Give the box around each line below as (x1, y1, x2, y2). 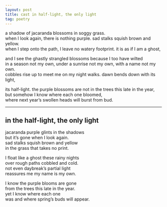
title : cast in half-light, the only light (5, 12, 97, 17)
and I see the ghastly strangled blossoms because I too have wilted (5, 56, 143, 62)
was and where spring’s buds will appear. (5, 196, 90, 202)
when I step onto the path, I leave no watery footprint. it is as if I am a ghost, (5, 46, 161, 52)
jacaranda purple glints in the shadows (5, 129, 84, 135)
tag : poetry (5, 16, 30, 21)
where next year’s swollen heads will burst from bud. (5, 97, 113, 103)
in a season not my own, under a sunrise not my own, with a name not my (5, 61, 156, 67)
